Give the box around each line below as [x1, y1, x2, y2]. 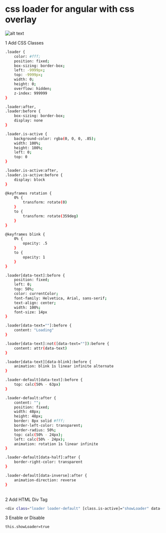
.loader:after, [5, 104, 37, 109]
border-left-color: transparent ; [14, 423, 83, 428]
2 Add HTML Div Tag [5, 496, 48, 502]
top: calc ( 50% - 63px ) [14, 382, 61, 387]
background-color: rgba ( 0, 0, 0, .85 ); [14, 136, 96, 141]
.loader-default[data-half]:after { [5, 455, 81, 460]
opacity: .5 [23, 241, 48, 246]
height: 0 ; [14, 82, 37, 87]
